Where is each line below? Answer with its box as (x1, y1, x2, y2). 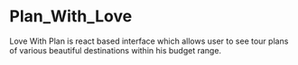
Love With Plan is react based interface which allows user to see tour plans (9, 36, 289, 46)
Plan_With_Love (9, 6, 133, 27)
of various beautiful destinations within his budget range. (9, 45, 222, 55)
